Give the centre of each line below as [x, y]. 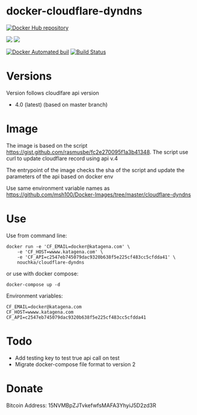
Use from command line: [37, 236]
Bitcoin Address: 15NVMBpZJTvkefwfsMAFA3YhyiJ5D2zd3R [81, 405]
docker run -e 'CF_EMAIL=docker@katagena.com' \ [68, 246]
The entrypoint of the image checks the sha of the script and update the [95, 170]
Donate [25, 388]
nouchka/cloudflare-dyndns [51, 262]
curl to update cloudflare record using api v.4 [62, 158]
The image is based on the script [47, 145]
